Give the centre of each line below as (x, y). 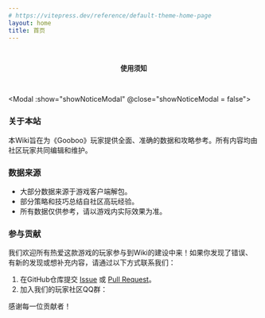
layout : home (30, 23)
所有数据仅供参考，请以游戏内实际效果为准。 (93, 211)
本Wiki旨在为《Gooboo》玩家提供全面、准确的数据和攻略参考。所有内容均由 (133, 140)
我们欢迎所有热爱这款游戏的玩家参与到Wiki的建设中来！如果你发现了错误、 (131, 253)
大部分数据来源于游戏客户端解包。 (76, 191)
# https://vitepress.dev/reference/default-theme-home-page (110, 16)
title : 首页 (27, 30)
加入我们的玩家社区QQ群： (64, 289)
